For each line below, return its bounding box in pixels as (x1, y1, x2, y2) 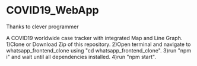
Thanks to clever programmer (6, 23, 79, 30)
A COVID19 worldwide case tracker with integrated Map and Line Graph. (6, 34, 183, 41)
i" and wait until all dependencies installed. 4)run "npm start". (6, 53, 156, 60)
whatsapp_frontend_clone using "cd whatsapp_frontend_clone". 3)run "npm (6, 47, 192, 54)
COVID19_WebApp (6, 4, 99, 17)
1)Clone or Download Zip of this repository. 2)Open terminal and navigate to (6, 41, 191, 48)
